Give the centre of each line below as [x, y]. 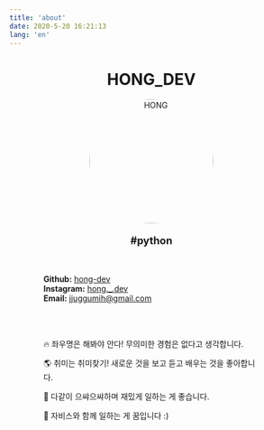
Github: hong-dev [77, 279]
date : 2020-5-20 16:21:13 [58, 26]
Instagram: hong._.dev [86, 288]
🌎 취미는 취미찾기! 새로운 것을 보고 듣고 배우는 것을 [134, 363]
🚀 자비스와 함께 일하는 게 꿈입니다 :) [106, 416]
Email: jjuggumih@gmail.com [98, 298]
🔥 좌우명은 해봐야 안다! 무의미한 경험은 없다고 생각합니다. [144, 343]
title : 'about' [38, 18]
